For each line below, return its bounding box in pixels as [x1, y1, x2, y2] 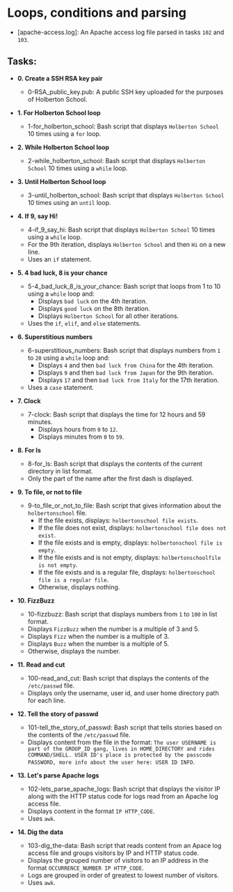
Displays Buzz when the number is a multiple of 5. [27, 640, 169, 648]
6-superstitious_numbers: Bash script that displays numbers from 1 [27, 346, 221, 354]
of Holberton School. [27, 95, 88, 103]
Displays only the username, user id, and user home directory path [27, 688, 219, 697]
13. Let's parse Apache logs [17, 771, 99, 779]
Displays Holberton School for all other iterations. [38, 312, 179, 320]
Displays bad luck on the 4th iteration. [38, 296, 147, 305]
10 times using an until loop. [27, 198, 111, 206]
